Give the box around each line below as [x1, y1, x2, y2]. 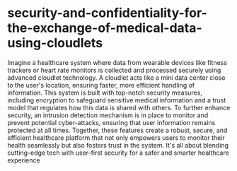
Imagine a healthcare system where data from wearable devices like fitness [7, 58, 228, 66]
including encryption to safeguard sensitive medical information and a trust [7, 95, 226, 104]
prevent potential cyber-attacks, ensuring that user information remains [7, 118, 216, 126]
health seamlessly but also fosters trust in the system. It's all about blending [7, 141, 229, 149]
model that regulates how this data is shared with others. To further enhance [7, 103, 231, 112]
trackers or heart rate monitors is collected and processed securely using [7, 66, 221, 74]
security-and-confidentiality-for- [7, 5, 207, 21]
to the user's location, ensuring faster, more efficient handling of [7, 81, 195, 89]
